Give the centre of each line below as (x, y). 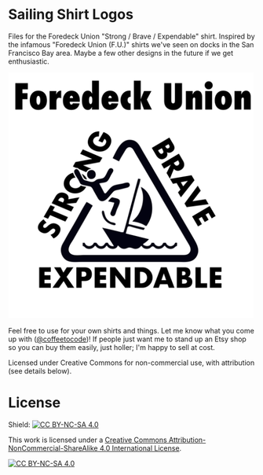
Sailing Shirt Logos (71, 15)
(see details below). (40, 370)
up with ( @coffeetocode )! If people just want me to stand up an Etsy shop (128, 339)
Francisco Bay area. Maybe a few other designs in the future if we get (121, 53)
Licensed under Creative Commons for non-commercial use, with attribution (131, 363)
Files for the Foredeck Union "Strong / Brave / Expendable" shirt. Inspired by (131, 36)
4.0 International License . (141, 448)
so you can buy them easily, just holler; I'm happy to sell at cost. (112, 347)
